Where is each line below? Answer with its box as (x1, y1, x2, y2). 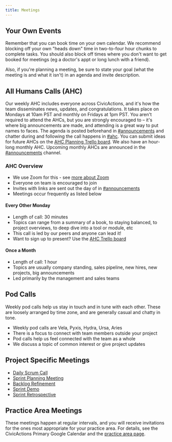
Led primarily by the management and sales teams (12, 275, 120, 281)
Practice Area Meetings (5, 406, 82, 415)
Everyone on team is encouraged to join (12, 179, 97, 186)
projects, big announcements (12, 269, 75, 275)
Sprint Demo (12, 386, 39, 392)
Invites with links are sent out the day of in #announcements (12, 185, 140, 191)
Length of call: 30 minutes (12, 214, 68, 220)
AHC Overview (5, 162, 43, 170)
